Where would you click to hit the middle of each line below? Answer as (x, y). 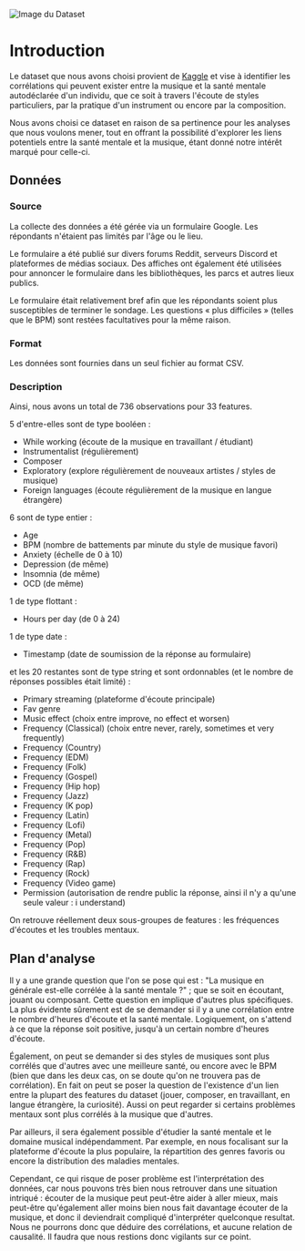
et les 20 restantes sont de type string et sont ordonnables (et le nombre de (152, 672)
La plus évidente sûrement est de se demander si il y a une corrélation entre (152, 1010)
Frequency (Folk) (55, 767)
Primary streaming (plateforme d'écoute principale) (119, 699)
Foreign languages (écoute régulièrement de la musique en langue (147, 490)
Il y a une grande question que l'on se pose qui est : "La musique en (137, 980)
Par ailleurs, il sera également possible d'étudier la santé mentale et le (141, 1132)
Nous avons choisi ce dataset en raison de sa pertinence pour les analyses (150, 122)
